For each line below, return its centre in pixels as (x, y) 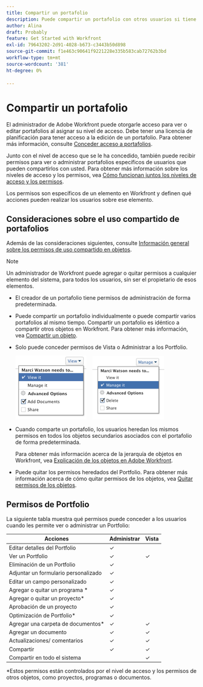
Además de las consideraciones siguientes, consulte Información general (98, 243)
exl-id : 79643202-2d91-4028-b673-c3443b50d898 (66, 45)
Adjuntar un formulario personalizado (55, 573)
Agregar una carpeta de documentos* (57, 624)
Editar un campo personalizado (48, 581)
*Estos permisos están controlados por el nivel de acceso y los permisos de (101, 671)
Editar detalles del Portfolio (42, 548)
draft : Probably (27, 32)
